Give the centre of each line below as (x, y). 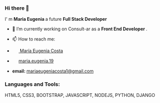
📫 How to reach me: (34, 39)
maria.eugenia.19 (36, 61)
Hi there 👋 (17, 8)
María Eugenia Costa (41, 51)
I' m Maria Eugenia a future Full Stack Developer (56, 19)
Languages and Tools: (32, 84)
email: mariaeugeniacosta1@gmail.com (53, 71)
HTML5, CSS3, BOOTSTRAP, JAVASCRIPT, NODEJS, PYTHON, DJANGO (80, 95)
